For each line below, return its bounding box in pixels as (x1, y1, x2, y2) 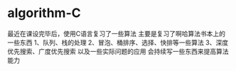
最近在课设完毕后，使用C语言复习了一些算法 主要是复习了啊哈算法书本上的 (7, 29, 226, 38)
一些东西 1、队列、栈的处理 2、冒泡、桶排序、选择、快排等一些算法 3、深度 (7, 38, 229, 47)
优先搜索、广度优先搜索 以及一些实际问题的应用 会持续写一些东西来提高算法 (7, 47, 229, 55)
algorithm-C (7, 5, 81, 21)
